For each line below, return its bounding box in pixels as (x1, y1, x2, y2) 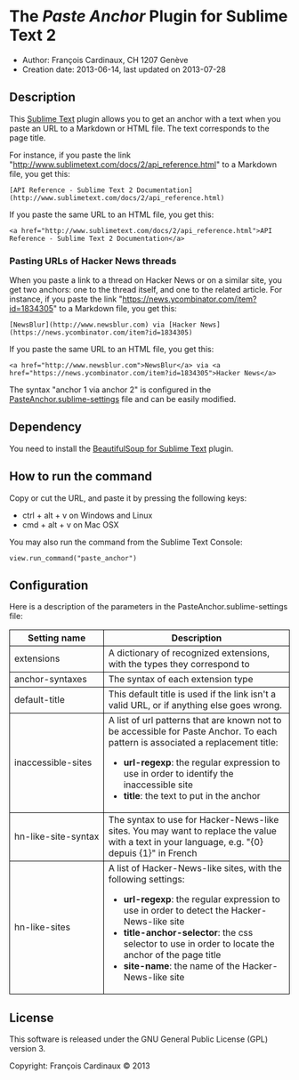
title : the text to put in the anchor (123, 790, 261, 802)
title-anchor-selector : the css (123, 927, 254, 939)
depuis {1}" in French (108, 847, 198, 859)
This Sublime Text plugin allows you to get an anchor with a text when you (9, 113, 282, 124)
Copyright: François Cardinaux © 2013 (9, 1060, 150, 1071)
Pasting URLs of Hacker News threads (9, 254, 177, 267)
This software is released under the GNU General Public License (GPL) (9, 1034, 269, 1044)
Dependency (9, 420, 82, 435)
